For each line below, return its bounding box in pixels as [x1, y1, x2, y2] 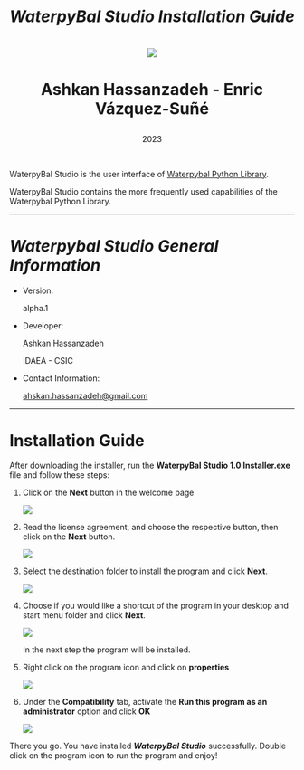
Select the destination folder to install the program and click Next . [22, 566, 269, 576]
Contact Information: [22, 373, 100, 384]
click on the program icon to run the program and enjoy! [9, 750, 218, 761]
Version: [22, 285, 54, 296]
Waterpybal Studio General [9, 235, 219, 256]
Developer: [22, 319, 64, 331]
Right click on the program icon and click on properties [22, 662, 230, 673]
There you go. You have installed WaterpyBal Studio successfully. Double [9, 740, 287, 752]
